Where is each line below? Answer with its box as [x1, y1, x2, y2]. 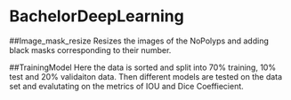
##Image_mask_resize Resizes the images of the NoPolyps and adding [9, 35, 269, 46]
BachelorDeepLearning [9, 6, 184, 27]
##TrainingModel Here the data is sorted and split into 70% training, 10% [9, 62, 277, 73]
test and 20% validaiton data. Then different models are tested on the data [9, 71, 283, 81]
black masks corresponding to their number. [9, 44, 172, 55]
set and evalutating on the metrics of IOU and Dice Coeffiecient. [9, 81, 245, 91]
